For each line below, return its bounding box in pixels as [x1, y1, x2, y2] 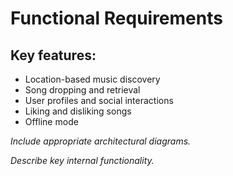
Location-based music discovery [24, 73, 161, 85]
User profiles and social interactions [24, 95, 174, 106]
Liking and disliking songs [24, 105, 132, 117]
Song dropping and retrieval [24, 84, 141, 96]
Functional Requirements [10, 7, 223, 30]
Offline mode [24, 116, 79, 127]
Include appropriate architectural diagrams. [10, 135, 192, 147]
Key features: [10, 47, 97, 64]
